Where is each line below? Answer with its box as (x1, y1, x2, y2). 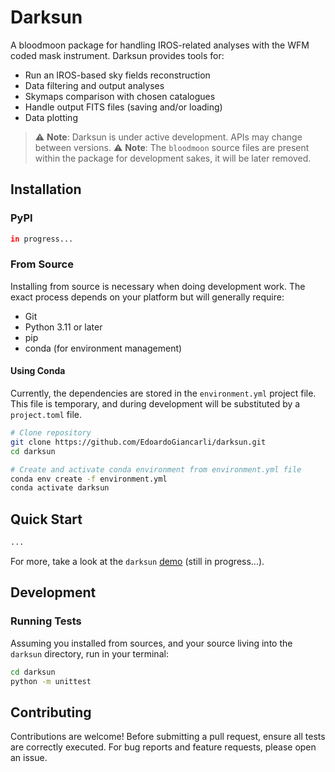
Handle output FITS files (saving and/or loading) (24, 101, 223, 113)
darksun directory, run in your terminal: (10, 647, 169, 660)
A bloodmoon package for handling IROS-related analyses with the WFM (10, 39, 310, 51)
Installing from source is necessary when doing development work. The (10, 280, 306, 292)
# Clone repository (10, 428, 92, 438)
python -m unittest (10, 676, 92, 686)
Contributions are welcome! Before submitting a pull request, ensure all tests (10, 731, 326, 743)
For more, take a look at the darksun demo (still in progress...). (10, 555, 265, 567)
